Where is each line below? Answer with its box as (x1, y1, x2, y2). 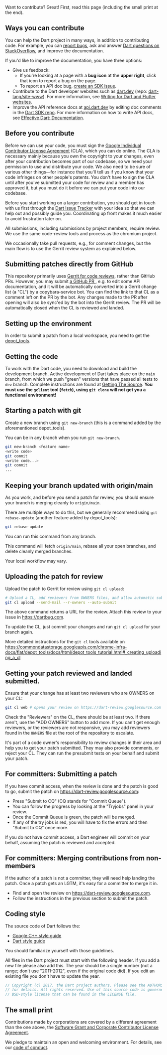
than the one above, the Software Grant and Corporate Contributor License (5, 1024, 159, 1030)
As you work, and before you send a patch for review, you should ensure (5, 494, 154, 500)
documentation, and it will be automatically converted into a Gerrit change (5, 284, 157, 290)
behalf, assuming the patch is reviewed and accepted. (5, 839, 116, 845)
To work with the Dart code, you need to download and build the (5, 366, 137, 372)
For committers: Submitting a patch (5, 770, 117, 778)
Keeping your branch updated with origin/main (5, 481, 153, 490)
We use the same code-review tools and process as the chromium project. (5, 230, 158, 236)
